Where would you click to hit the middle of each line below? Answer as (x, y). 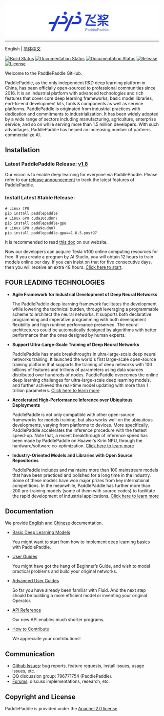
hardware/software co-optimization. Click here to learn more (73, 446)
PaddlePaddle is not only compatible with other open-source (73, 415)
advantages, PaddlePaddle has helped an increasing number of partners (78, 129)
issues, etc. (24, 671)
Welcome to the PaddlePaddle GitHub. (43, 73)
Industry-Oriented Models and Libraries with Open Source (72, 455)
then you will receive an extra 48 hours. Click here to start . (64, 267)
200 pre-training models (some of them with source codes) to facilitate (83, 490)
